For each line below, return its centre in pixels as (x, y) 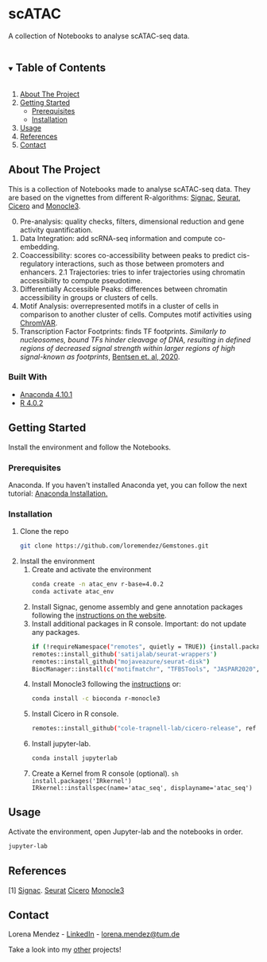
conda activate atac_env (73, 592)
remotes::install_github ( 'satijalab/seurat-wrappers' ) (124, 654)
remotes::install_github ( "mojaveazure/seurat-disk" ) (121, 661)
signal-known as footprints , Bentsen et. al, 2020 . (100, 356)
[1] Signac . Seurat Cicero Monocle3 (66, 890)
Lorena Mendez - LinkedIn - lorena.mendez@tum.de (94, 934)
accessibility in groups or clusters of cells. (89, 297)
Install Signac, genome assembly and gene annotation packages (137, 606)
